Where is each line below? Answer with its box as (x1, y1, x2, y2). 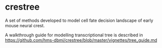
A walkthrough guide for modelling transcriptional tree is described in (5, 32, 144, 38)
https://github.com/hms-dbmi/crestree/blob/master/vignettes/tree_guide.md (5, 37, 157, 43)
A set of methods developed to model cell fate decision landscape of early (5, 17, 153, 23)
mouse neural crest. (5, 22, 45, 28)
